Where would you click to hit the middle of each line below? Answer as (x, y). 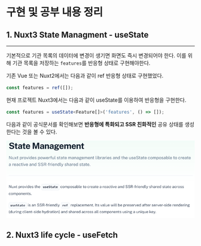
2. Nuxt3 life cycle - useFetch (62, 235)
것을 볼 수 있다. (39, 132)
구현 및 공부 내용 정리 (55, 12)
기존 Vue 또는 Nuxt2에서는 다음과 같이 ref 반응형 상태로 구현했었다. (85, 76)
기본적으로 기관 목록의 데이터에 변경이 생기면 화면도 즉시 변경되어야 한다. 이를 (96, 55)
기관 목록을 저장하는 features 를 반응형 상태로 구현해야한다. (81, 63)
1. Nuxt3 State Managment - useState (77, 34)
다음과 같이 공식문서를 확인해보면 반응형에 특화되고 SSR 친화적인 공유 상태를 (95, 124)
